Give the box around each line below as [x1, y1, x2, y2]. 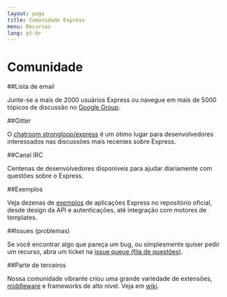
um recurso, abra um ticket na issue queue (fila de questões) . [7, 248, 183, 256]
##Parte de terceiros [7, 261, 67, 269]
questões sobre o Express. [7, 171, 84, 180]
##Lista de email [7, 83, 55, 91]
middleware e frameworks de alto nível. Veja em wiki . [7, 282, 160, 290]
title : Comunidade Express [7, 17, 85, 24]
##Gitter [7, 117, 31, 125]
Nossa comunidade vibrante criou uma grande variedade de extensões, [7, 275, 212, 283]
